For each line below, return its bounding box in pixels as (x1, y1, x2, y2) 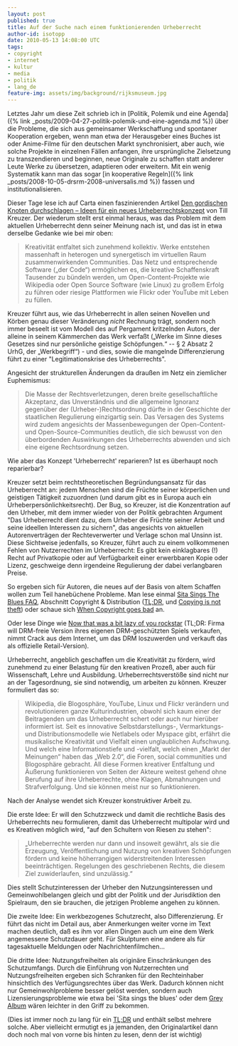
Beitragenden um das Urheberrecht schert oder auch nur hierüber (24, 714, 219, 723)
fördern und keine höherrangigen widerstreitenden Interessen (24, 855, 206, 863)
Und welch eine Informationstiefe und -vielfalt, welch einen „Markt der (24, 745, 231, 754)
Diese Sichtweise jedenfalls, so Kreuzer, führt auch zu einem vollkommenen (7, 539, 229, 547)
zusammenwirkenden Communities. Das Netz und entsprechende (24, 258, 218, 267)
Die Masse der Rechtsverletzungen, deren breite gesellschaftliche (24, 390, 218, 398)
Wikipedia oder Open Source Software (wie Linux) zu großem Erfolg (24, 280, 225, 289)
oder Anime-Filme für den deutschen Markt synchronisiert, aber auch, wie (7, 139, 225, 148)
